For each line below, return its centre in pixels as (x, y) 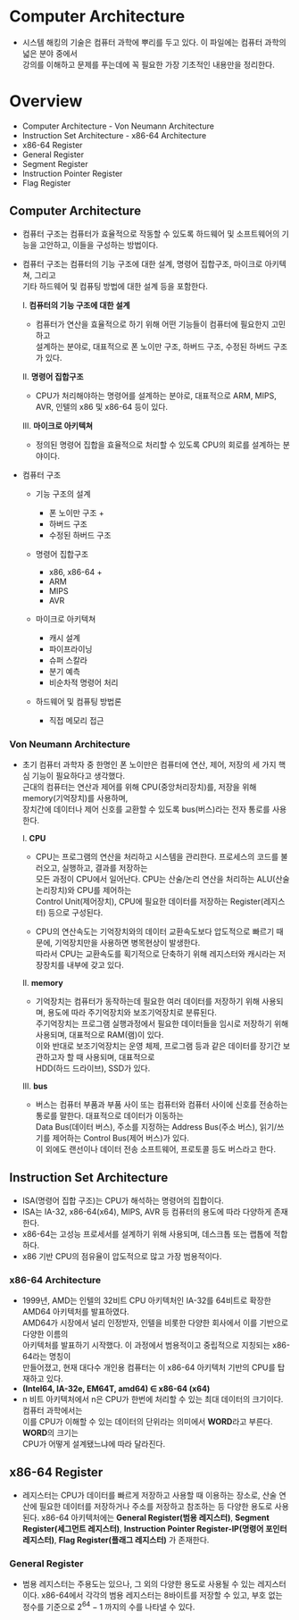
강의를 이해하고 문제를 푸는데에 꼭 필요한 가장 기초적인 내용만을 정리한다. (148, 64)
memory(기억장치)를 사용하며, (75, 797)
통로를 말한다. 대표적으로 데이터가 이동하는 (110, 1115)
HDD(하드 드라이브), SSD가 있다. (93, 1068)
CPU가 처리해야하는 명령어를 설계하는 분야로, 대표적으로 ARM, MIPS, (156, 396)
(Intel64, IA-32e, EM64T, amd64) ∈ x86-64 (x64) (116, 1389)
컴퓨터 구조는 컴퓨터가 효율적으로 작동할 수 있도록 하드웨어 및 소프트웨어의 (151, 233)
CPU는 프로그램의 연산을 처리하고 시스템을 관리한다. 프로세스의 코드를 (157, 856)
